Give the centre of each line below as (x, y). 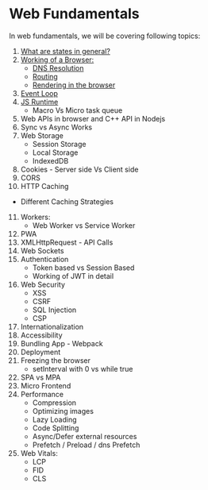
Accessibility (41, 335)
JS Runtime (39, 102)
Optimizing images (63, 411)
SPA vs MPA (40, 377)
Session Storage (59, 144)
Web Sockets (42, 250)
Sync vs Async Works (56, 127)
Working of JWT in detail (73, 276)
